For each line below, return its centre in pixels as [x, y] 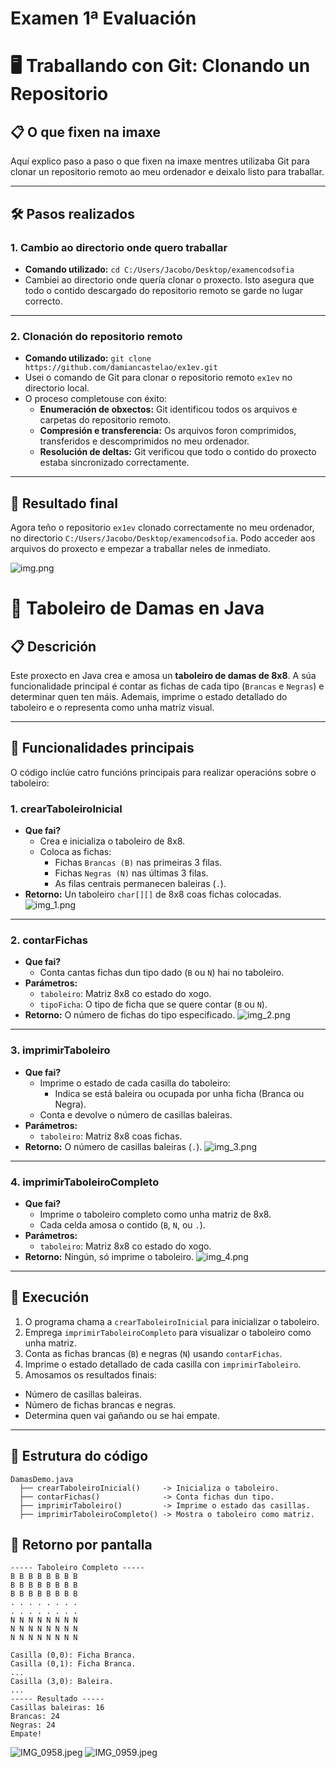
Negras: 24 [33, 1725]
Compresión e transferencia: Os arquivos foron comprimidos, [168, 431]
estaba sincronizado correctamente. [114, 463]
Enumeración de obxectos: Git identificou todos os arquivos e [168, 409]
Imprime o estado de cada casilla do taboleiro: [135, 1083]
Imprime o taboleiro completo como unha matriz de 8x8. [155, 1214]
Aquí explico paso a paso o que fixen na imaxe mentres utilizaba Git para [160, 161]
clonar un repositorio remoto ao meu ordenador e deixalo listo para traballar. [167, 172]
